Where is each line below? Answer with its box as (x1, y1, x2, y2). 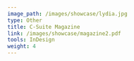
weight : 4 (7, 43, 37, 50)
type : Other (7, 17, 42, 24)
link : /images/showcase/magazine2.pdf (7, 29, 121, 37)
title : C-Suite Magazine (7, 23, 80, 30)
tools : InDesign (7, 36, 55, 43)
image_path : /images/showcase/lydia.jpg (7, 10, 128, 18)
